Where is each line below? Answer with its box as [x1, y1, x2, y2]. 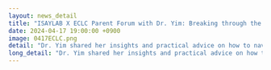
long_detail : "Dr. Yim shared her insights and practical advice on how [8, 49, 258, 57]
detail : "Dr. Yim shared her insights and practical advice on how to [8, 42, 251, 50]
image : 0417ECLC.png [8, 34, 78, 43]
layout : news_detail [8, 11, 78, 20]
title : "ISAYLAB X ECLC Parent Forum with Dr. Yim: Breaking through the [8, 19, 262, 27]
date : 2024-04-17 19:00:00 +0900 [8, 27, 121, 35]
